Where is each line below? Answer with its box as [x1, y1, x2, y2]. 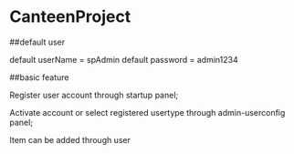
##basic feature [9, 71, 70, 83]
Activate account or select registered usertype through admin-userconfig [9, 107, 286, 118]
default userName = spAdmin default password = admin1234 [9, 54, 239, 65]
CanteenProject [9, 6, 131, 27]
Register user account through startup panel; [9, 89, 179, 100]
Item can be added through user [9, 134, 131, 145]
